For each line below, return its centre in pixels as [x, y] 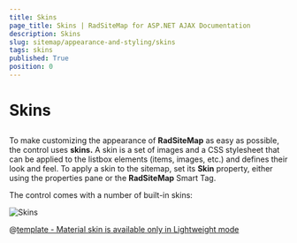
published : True [39, 58]
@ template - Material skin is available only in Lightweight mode [124, 230]
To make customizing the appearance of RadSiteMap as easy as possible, [145, 140]
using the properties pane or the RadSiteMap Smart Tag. [113, 178]
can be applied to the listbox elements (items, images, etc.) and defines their [148, 159]
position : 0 [31, 67]
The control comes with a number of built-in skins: [101, 195]
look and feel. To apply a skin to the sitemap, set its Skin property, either [141, 169]
